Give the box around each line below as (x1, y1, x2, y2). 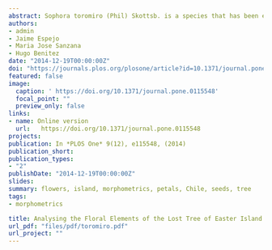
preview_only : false (15, 102, 85, 110)
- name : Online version (8, 117, 89, 125)
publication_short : (8, 147, 74, 155)
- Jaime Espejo (8, 34, 60, 43)
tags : (8, 192, 27, 201)
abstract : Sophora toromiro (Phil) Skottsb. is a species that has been (8, 11, 259, 20)
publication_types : (8, 155, 74, 163)
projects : (8, 132, 42, 140)
